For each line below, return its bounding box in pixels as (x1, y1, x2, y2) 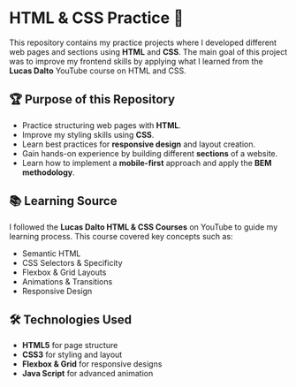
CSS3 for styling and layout (21, 349, 123, 360)
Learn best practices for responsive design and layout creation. (21, 139, 256, 149)
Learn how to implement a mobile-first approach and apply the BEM (21, 157, 272, 168)
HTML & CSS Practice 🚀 (9, 8, 184, 28)
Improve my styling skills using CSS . (21, 129, 155, 140)
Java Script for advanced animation (21, 368, 154, 379)
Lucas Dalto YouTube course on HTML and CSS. (9, 65, 187, 76)
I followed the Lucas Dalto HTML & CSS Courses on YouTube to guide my (9, 221, 278, 232)
